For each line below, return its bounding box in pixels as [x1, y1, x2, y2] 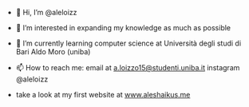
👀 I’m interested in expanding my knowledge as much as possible [15, 23, 231, 32]
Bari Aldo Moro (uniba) [15, 47, 91, 56]
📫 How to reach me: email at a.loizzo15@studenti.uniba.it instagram [15, 63, 240, 72]
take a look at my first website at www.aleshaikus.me [15, 90, 191, 99]
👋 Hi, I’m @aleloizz [15, 8, 77, 17]
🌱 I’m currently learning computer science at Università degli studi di [15, 38, 242, 48]
